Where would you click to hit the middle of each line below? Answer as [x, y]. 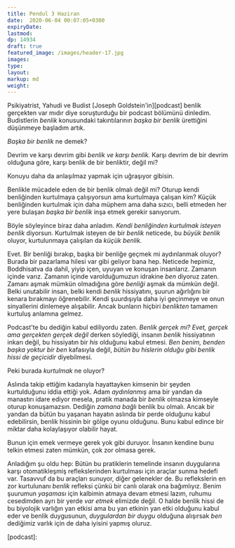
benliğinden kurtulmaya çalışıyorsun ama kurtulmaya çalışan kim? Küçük [112, 197]
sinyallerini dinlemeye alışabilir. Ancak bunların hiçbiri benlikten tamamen [113, 307]
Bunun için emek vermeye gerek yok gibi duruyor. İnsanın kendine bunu [110, 443]
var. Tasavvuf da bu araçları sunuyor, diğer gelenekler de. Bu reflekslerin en [116, 479]
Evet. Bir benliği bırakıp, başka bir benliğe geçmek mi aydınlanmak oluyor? [114, 254]
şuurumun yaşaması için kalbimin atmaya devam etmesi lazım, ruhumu [109, 494]
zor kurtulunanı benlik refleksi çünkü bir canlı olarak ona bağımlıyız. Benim [114, 486]
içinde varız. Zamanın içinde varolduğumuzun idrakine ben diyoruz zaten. [113, 276]
